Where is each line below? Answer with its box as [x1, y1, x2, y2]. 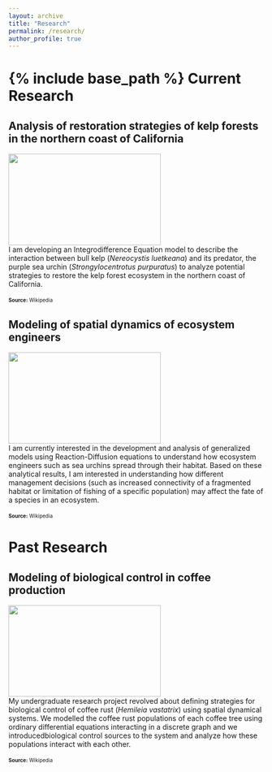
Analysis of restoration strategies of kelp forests [8, 119, 259, 132]
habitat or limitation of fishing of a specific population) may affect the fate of [8, 487, 264, 497]
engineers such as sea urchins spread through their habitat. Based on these [8, 461, 262, 471]
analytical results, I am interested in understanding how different [8, 469, 224, 479]
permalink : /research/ [8, 27, 85, 35]
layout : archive [8, 11, 63, 20]
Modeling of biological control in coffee [8, 570, 211, 584]
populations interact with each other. [8, 739, 132, 749]
